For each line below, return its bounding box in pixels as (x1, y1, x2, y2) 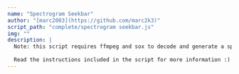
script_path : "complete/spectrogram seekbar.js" (7, 23, 154, 30)
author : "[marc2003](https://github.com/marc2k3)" (7, 17, 161, 24)
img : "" (7, 30, 31, 37)
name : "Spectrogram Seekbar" (7, 10, 94, 18)
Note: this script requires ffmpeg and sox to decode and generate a (14, 43, 224, 50)
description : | (7, 37, 53, 44)
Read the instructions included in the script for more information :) (14, 56, 231, 63)
